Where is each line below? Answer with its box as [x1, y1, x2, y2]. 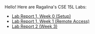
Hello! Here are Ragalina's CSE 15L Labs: [4, 4, 87, 10]
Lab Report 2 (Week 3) [11, 23, 58, 29]
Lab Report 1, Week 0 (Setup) [11, 13, 71, 19]
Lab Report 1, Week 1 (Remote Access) [11, 19, 90, 24]
